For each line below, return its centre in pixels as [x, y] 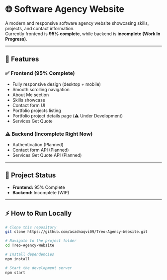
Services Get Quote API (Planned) [47, 155]
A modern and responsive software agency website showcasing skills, [77, 23]
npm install [17, 259]
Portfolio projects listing [37, 111]
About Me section [31, 95]
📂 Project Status [31, 175]
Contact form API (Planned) [41, 150]
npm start [15, 273]
